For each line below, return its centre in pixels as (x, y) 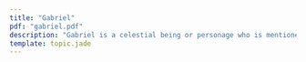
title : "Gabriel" (42, 18)
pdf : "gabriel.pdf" (46, 26)
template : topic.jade (51, 43)
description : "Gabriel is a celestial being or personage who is (136, 35)
